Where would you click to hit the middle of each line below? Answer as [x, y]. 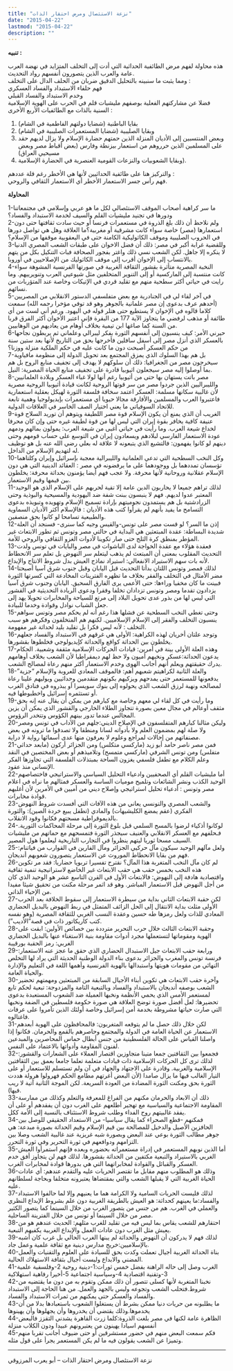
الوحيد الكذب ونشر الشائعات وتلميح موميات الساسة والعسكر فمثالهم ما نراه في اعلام [117, 781]
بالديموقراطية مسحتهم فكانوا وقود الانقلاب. [63, 818]
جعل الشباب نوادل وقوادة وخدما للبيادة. [58, 605]
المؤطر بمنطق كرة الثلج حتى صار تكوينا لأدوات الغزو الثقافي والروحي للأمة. [104, 539]
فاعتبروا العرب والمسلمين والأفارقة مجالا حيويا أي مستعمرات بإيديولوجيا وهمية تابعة [114, 399]
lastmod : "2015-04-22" [40, 26]
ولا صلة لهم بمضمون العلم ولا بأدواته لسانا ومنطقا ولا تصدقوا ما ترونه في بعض [107, 730]
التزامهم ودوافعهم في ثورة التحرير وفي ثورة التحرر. [73, 1142]
